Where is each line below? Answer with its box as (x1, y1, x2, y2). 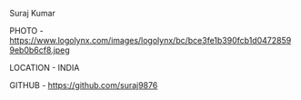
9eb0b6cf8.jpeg (9, 45, 70, 55)
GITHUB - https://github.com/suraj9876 (9, 80, 158, 90)
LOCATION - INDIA (9, 63, 80, 73)
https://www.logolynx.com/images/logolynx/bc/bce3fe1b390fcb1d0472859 (9, 35, 292, 45)
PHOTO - (9, 25, 44, 35)
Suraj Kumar (9, 8, 56, 18)
